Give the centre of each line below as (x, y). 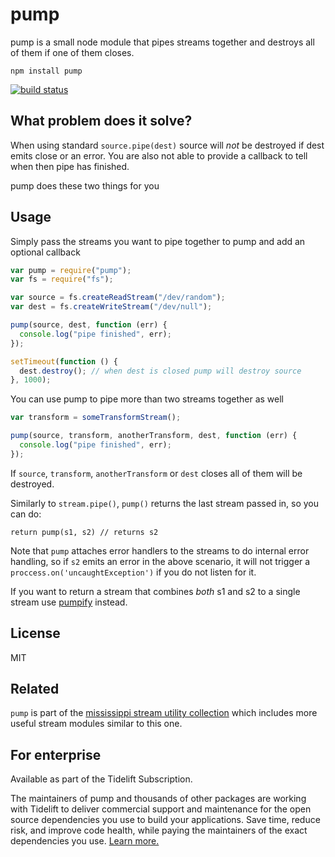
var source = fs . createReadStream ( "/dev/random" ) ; (118, 298)
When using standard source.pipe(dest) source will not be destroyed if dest (167, 145)
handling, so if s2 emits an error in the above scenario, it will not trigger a (160, 561)
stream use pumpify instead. (69, 602)
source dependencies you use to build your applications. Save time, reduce (165, 820)
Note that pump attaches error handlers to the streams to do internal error (160, 550)
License (35, 633)
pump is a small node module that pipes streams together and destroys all (162, 42)
